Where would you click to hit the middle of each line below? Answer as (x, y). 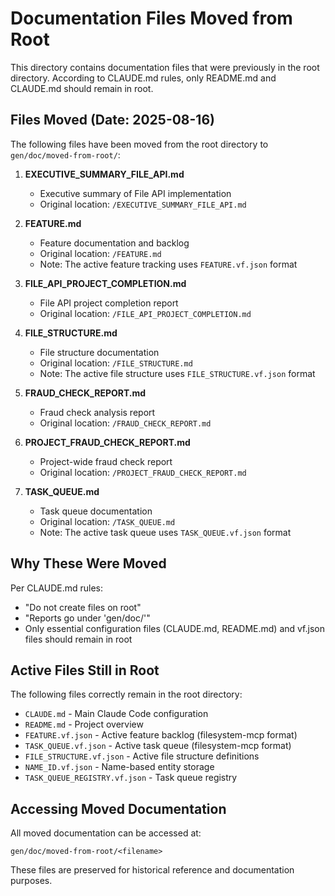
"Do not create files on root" (83, 607)
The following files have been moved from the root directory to (139, 144)
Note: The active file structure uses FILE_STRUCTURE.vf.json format (177, 373)
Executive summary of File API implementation (135, 193)
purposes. (31, 881)
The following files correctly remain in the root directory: (126, 694)
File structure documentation (99, 352)
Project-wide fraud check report (106, 461)
